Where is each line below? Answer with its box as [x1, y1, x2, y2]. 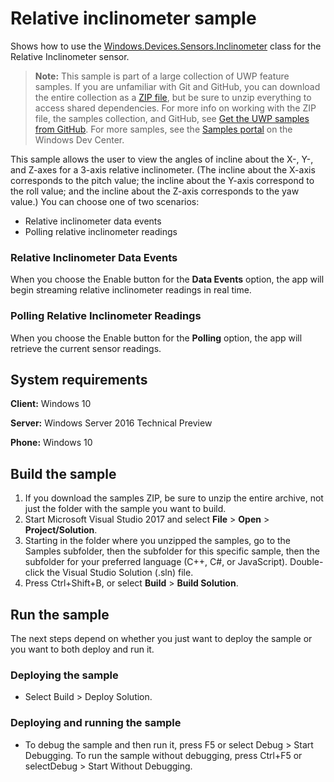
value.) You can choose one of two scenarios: [10, 195, 200, 207]
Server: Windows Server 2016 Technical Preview [10, 417, 213, 429]
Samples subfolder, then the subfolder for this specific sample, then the [24, 545, 321, 557]
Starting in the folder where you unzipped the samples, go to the [24, 535, 292, 547]
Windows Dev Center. [34, 133, 125, 146]
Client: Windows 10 [10, 398, 92, 410]
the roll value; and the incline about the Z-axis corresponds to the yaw [10, 185, 300, 197]
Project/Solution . [24, 524, 98, 536]
